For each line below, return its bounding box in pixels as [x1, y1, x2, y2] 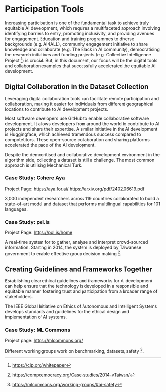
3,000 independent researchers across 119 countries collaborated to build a [5, 195, 159, 201]
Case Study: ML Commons [5, 326, 71, 333]
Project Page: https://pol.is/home [5, 229, 73, 235]
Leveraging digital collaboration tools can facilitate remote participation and [5, 96, 159, 102]
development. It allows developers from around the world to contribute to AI [5, 121, 160, 127]
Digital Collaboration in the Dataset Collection [5, 82, 149, 91]
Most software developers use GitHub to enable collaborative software [5, 115, 149, 122]
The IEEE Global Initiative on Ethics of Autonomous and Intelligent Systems [5, 303, 157, 309]
